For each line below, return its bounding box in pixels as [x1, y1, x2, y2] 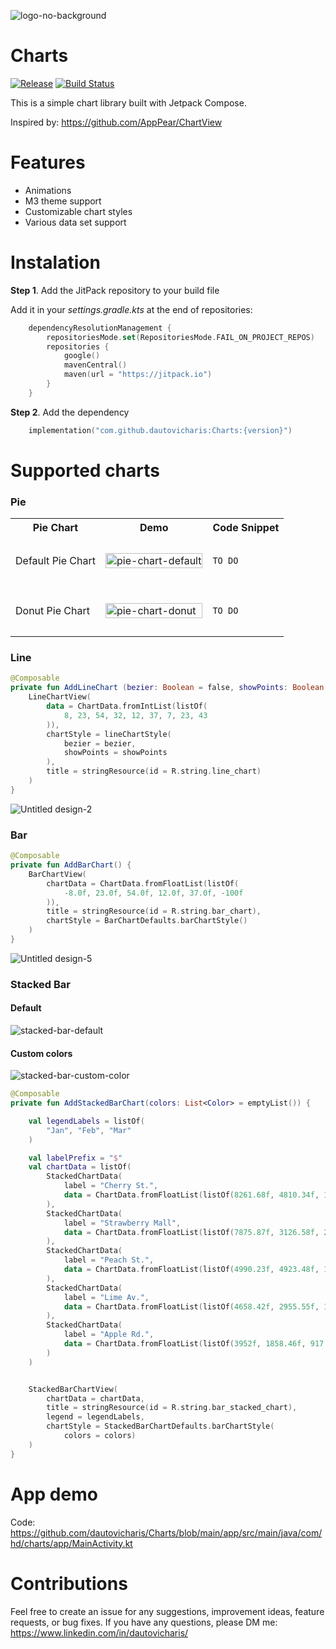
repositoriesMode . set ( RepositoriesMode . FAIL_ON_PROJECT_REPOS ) [46, 332, 315, 342]
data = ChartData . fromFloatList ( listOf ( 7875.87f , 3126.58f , [63, 1227, 320, 1237]
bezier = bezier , [63, 738, 137, 749]
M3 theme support [24, 195, 102, 207]
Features [10, 151, 86, 174]
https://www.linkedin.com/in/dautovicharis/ [10, 1626, 189, 1639]
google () [63, 351, 101, 361]
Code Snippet [212, 521, 280, 535]
